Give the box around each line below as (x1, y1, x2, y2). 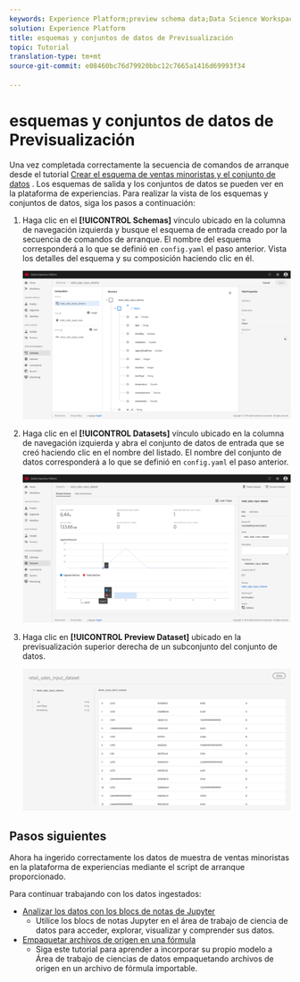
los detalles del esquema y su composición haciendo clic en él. (21, 252, 254, 263)
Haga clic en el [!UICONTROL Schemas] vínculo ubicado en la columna (21, 215, 286, 226)
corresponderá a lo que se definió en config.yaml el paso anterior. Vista (21, 243, 287, 254)
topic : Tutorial (9, 43, 70, 52)
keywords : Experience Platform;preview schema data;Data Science (9, 14, 257, 23)
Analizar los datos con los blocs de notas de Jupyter (21, 906, 216, 917)
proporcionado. (9, 871, 66, 882)
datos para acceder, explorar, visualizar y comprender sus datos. (35, 925, 275, 935)
